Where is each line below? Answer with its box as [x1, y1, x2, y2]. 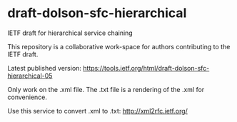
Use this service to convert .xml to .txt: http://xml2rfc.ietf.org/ [7, 106, 188, 115]
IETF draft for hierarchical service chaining [7, 29, 133, 37]
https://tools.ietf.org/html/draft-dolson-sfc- [83, 63, 210, 72]
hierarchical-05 [7, 71, 53, 80]
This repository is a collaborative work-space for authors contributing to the [7, 42, 231, 51]
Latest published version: [7, 63, 82, 72]
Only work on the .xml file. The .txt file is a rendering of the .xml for [7, 85, 205, 93]
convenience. [7, 93, 48, 101]
